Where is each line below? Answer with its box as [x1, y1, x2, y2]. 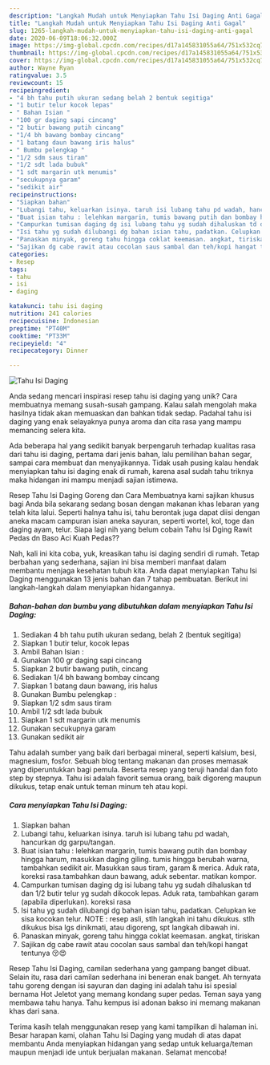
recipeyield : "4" [9, 339, 67, 347]
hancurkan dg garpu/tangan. [20, 837, 115, 847]
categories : [9, 250, 49, 258]
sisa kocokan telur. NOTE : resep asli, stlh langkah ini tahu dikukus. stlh [20, 914, 256, 924]
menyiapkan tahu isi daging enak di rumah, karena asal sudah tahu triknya [9, 467, 254, 476]
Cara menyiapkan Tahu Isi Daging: [9, 800, 127, 810]
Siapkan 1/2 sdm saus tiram [20, 699, 111, 708]
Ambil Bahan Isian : [20, 647, 85, 657]
